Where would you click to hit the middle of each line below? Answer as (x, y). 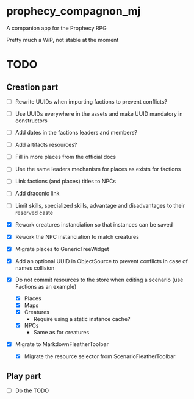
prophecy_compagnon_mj (74, 11)
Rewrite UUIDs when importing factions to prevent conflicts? (91, 101)
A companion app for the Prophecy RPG (56, 28)
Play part (24, 376)
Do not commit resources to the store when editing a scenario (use (99, 280)
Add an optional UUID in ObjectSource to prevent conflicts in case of (101, 261)
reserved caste (34, 213)
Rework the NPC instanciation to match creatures (77, 236)
